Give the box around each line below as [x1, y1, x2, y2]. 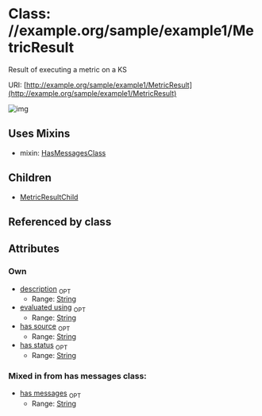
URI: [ [8, 80, 27, 90]
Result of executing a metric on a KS [8, 64, 127, 74]
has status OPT [19, 341, 68, 352]
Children [8, 171, 52, 185]
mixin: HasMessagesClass [19, 148, 106, 157]
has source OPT [19, 322, 71, 333]
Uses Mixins [8, 127, 71, 141]
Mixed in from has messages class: [8, 370, 147, 381]
